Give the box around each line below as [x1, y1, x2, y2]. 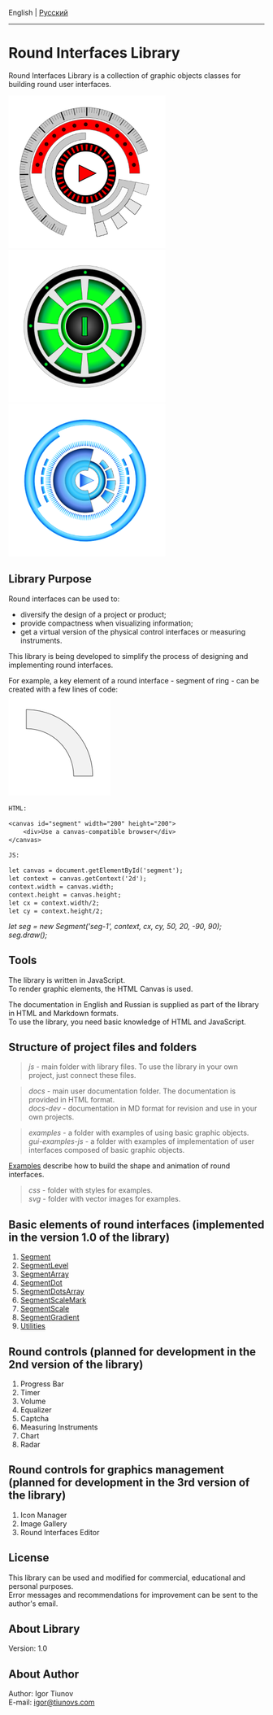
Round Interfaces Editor [19, 1527, 100, 1537]
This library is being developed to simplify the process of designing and [8, 651, 249, 661]
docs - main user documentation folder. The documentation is [28, 1086, 236, 1096]
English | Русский [8, 8, 68, 17]
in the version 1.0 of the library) [8, 1230, 171, 1244]
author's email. [8, 1599, 58, 1608]
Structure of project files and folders [8, 1040, 197, 1054]
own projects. [28, 1112, 75, 1122]
